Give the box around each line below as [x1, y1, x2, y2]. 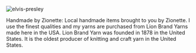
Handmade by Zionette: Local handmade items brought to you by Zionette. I [6, 17, 190, 23]
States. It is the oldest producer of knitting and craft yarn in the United [6, 36, 177, 42]
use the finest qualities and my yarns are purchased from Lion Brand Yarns [6, 23, 188, 30]
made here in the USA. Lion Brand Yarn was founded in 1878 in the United [6, 29, 185, 36]
